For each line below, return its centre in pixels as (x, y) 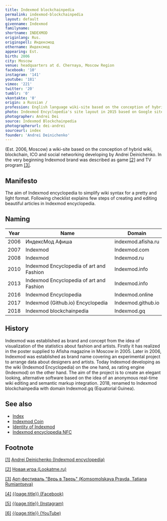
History (17, 329)
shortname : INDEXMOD (27, 33)
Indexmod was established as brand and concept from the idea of (73, 340)
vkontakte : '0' (21, 98)
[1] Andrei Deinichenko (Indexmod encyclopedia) (55, 460)
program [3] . (18, 165)
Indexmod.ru (129, 258)
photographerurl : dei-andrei (35, 126)
